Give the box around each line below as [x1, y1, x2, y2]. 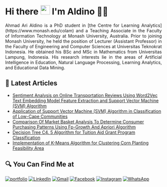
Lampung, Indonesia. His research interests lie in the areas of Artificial [5, 54, 162, 60]
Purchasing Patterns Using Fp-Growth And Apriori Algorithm [12, 124, 136, 130]
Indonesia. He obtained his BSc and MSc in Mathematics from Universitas [5, 49, 162, 55]
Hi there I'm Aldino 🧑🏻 [5, 6, 108, 17]
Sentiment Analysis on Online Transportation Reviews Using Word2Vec [12, 92, 158, 98]
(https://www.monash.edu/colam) [5, 27, 75, 33]
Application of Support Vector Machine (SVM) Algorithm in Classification [12, 108, 162, 114]
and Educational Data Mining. [5, 65, 66, 71]
